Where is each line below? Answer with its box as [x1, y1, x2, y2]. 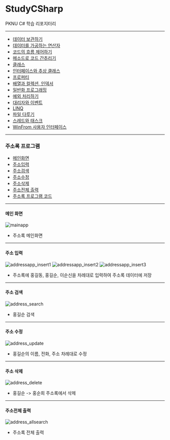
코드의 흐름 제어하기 [12, 49, 52, 55]
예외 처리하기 [12, 93, 39, 99]
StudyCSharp [5, 3, 63, 15]
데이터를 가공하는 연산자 [12, 42, 61, 48]
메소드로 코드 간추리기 [12, 55, 57, 61]
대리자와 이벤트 [12, 99, 43, 106]
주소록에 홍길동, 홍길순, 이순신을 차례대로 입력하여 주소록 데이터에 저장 [12, 272, 152, 278]
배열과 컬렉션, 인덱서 [12, 80, 54, 86]
